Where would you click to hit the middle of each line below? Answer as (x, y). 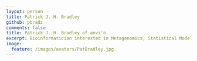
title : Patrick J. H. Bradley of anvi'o (56, 33)
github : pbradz (25, 22)
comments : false (26, 28)
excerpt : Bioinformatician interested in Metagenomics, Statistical (91, 38)
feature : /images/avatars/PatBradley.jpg (63, 49)
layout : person (25, 11)
